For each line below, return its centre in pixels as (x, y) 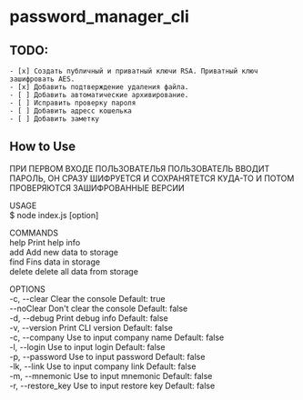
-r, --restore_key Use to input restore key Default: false (112, 385)
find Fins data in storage (55, 262)
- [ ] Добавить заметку (55, 119)
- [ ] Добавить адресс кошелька (71, 111)
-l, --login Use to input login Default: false (87, 346)
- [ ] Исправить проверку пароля (73, 103)
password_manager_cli (99, 17)
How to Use (43, 147)
